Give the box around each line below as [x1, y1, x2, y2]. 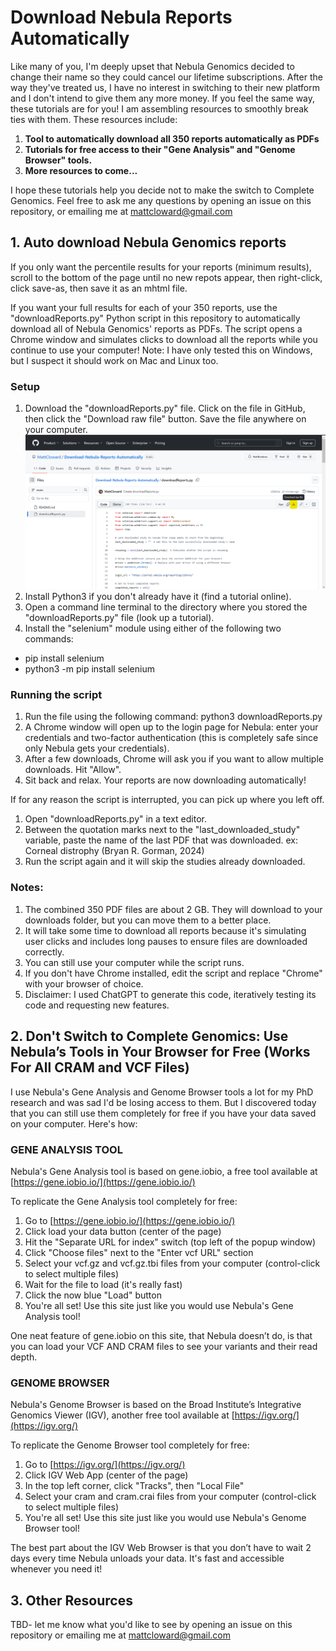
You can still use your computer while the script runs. [24, 956, 245, 968]
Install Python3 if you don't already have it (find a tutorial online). [24, 591, 292, 603]
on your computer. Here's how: [10, 1117, 138, 1130]
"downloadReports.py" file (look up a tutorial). [24, 612, 215, 624]
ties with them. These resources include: [10, 113, 178, 125]
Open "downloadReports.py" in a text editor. [24, 813, 207, 825]
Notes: [10, 881, 44, 895]
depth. [10, 1351, 38, 1363]
